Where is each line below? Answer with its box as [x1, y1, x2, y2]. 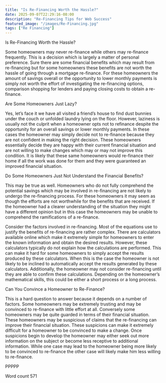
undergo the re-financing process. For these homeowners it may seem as [5, 193, 156, 199]
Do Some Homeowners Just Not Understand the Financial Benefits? [5, 173, 144, 179]
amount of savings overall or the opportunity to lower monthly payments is [5, 76, 157, 81]
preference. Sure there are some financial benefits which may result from [5, 60, 155, 66]
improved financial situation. [5, 163, 63, 169]
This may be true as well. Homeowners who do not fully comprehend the [5, 182, 154, 189]
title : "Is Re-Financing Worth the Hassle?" [5, 7, 99, 12]
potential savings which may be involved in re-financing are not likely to [5, 188, 152, 194]
